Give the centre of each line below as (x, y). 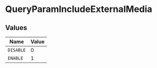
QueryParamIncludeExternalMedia (79, 9)
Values (16, 28)
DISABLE (17, 50)
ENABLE (15, 58)
